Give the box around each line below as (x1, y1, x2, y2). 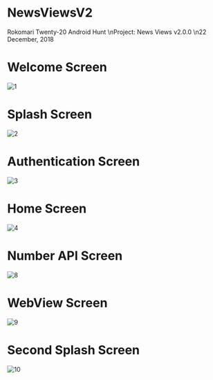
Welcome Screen (7, 60, 107, 75)
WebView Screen (7, 295, 108, 311)
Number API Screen (7, 248, 123, 264)
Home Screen (7, 201, 87, 216)
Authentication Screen (7, 154, 140, 169)
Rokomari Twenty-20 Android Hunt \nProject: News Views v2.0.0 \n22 (7, 28, 207, 36)
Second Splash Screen (7, 342, 140, 358)
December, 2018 (7, 35, 54, 43)
